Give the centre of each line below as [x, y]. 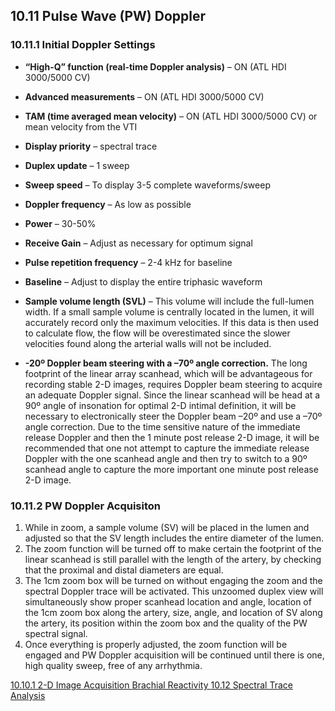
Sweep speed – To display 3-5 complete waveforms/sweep [147, 185]
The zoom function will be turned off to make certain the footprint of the [173, 548]
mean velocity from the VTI [81, 126]
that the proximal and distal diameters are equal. [124, 570]
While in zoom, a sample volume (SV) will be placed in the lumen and [167, 527]
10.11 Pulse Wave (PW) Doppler [108, 16]
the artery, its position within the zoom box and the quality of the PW [166, 623]
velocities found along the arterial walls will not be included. [148, 343]
